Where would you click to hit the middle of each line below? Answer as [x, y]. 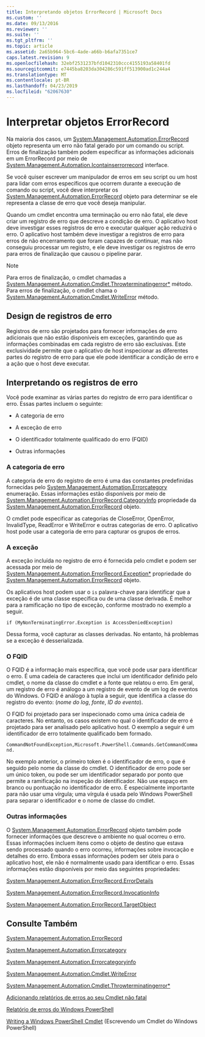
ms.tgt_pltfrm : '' [30, 40]
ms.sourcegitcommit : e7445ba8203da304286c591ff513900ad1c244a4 [88, 69]
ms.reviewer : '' [27, 29]
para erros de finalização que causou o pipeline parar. [74, 253]
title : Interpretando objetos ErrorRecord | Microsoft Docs [85, 12]
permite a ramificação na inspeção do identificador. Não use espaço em [97, 781]
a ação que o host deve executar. [48, 363]
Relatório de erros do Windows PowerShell [60, 1009]
